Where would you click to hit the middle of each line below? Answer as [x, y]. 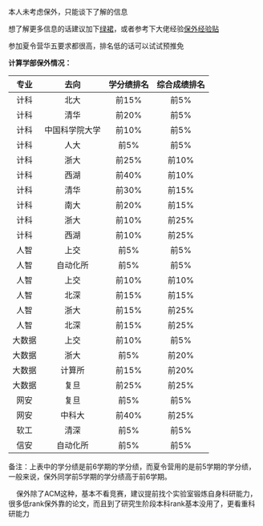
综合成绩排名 [181, 84]
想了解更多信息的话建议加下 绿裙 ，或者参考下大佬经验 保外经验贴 [113, 29]
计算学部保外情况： [40, 63]
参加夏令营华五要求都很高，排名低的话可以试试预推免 [96, 46]
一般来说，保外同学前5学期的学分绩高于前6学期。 [90, 476]
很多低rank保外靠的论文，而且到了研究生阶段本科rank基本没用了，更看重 [128, 504]
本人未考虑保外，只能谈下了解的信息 [68, 12]
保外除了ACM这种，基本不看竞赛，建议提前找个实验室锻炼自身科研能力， [136, 494]
